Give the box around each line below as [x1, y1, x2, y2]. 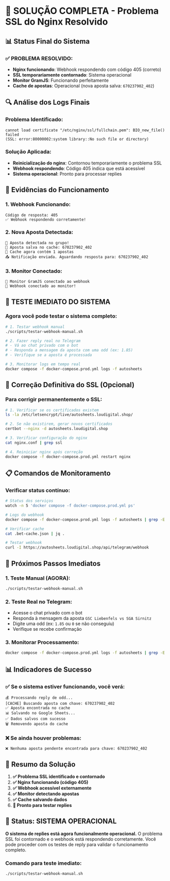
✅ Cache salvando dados [12, 797, 67, 803]
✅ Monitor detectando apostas [12, 791, 79, 797]
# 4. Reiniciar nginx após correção [5, 449, 83, 455]
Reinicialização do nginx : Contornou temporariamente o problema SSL [12, 160, 162, 166]
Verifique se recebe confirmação [12, 626, 82, 632]
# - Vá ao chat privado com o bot [5, 343, 79, 348]
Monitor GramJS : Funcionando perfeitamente [12, 77, 109, 83]
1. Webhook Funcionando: [5, 201, 71, 208]
